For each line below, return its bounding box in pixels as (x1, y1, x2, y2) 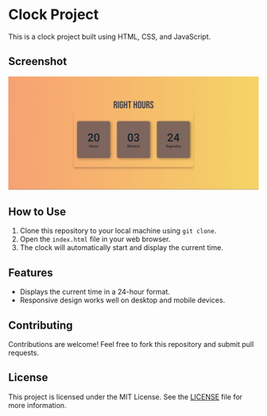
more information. (8, 400, 67, 410)
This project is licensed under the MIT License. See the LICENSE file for (8, 391, 243, 402)
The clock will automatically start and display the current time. (19, 243, 224, 252)
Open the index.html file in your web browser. (19, 234, 171, 244)
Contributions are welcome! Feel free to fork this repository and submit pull (8, 340, 254, 349)
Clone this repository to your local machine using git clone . (19, 226, 217, 236)
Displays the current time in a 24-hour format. (19, 287, 171, 297)
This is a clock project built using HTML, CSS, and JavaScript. (8, 32, 211, 41)
